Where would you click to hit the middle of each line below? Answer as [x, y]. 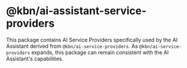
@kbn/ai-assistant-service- [76, 11]
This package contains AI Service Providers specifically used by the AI [92, 40]
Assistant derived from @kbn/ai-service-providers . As [72, 46]
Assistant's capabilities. [35, 59]
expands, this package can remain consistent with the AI [100, 52]
